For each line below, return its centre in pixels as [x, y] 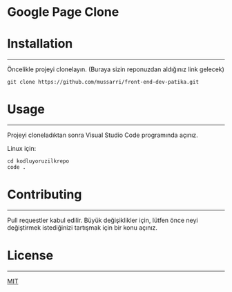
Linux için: [22, 149]
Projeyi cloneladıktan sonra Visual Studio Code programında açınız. [103, 135]
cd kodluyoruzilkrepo [38, 161]
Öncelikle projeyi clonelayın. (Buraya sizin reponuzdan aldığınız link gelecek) [116, 69]
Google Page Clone [63, 12]
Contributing [45, 195]
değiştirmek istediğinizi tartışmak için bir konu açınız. [82, 228]
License [30, 256]
